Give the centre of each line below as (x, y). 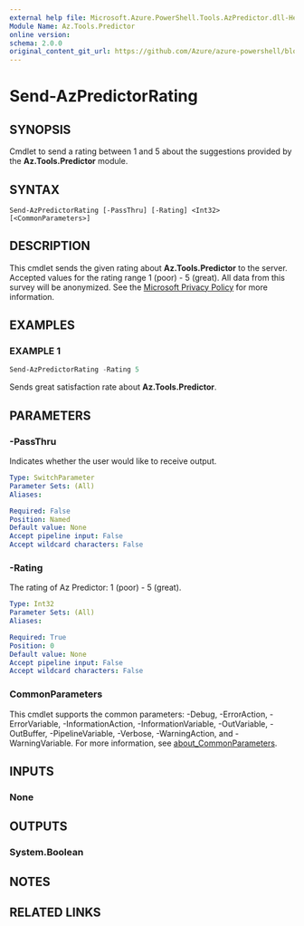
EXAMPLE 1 (35, 352)
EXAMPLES (42, 326)
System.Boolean (47, 853)
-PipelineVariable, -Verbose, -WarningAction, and (141, 733)
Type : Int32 (32, 604)
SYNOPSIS (40, 129)
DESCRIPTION (50, 246)
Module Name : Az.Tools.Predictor (72, 26)
